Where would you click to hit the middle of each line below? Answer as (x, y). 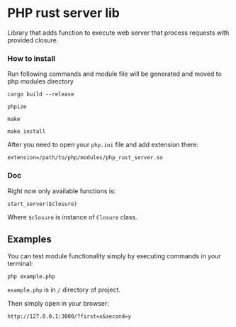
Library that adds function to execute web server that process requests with (118, 33)
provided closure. (33, 40)
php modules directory (41, 81)
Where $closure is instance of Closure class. (72, 217)
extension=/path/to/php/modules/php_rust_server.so (85, 158)
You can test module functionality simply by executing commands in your (114, 256)
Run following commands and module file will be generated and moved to (114, 74)
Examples (29, 239)
